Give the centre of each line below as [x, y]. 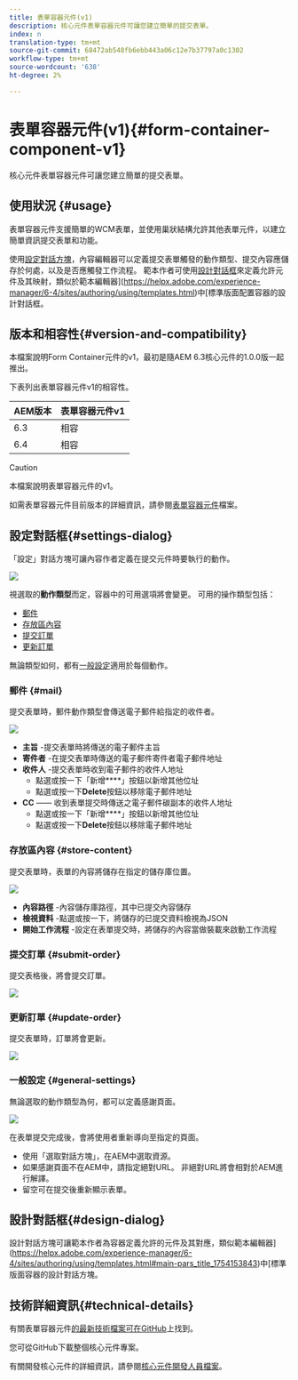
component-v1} [68, 149]
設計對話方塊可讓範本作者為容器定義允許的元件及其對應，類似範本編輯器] [143, 1243]
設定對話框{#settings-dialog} [91, 536]
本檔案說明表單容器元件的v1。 [63, 486]
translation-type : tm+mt [55, 42]
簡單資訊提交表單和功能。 [56, 240]
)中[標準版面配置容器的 [236, 292]
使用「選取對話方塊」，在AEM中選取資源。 [98, 1156]
